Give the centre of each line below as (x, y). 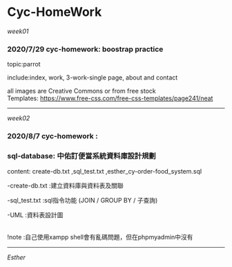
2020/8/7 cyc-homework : (52, 136)
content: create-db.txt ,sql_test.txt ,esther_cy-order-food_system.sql (105, 172)
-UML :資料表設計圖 (35, 215)
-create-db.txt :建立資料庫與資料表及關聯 (65, 186)
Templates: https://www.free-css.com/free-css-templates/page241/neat (110, 98)
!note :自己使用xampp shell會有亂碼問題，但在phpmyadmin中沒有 (100, 237)
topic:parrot (24, 64)
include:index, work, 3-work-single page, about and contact (93, 77)
